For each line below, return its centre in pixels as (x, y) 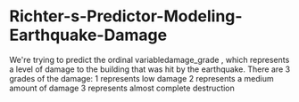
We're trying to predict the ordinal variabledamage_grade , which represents (149, 59)
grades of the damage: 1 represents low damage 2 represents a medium (141, 78)
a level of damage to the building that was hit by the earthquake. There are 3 (150, 69)
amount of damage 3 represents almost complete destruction (122, 88)
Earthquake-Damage (88, 35)
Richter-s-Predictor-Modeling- (126, 16)
